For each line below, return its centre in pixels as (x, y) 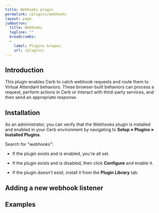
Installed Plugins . (23, 135)
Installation (23, 113)
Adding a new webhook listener (54, 188)
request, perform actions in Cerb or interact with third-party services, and (79, 92)
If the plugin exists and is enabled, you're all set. (61, 154)
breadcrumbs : (23, 37)
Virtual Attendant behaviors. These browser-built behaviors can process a (79, 87)
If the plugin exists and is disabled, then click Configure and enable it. (83, 163)
